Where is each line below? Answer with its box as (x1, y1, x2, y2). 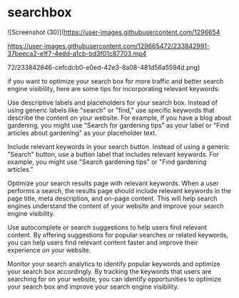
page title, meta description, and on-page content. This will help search (7, 194, 218, 202)
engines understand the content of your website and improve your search (7, 201, 224, 210)
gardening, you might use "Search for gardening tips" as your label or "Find (7, 120, 230, 129)
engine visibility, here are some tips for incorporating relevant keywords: (7, 84, 220, 93)
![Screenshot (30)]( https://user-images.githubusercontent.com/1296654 (7, 28, 220, 36)
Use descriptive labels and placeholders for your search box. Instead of (7, 98, 218, 107)
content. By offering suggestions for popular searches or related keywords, (7, 230, 228, 239)
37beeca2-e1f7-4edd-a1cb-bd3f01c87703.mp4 (7, 49, 147, 58)
